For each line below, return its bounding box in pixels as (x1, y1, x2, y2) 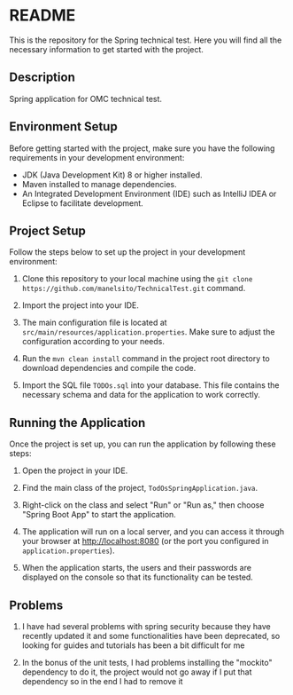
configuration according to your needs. (21, 336, 166, 347)
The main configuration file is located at (21, 317, 167, 328)
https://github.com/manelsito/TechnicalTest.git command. (21, 283, 246, 294)
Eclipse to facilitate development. (21, 197, 143, 209)
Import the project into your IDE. (21, 300, 140, 311)
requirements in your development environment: (9, 152, 185, 162)
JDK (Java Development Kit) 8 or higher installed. (21, 170, 203, 180)
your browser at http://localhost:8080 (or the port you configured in (21, 536, 269, 547)
